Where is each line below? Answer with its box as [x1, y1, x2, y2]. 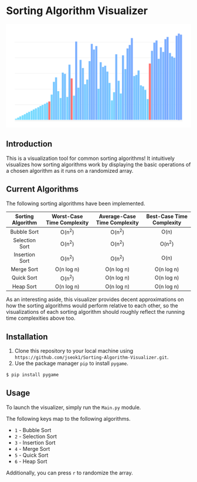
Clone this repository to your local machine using [14, 347, 134, 354]
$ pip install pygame [6, 372, 59, 378]
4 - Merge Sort [14, 445, 50, 452]
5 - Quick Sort [14, 451, 49, 458]
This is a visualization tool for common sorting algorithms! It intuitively [6, 155, 175, 162]
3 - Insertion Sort [14, 439, 56, 446]
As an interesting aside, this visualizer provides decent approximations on [6, 296, 184, 303]
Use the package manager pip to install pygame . [14, 360, 129, 367]
